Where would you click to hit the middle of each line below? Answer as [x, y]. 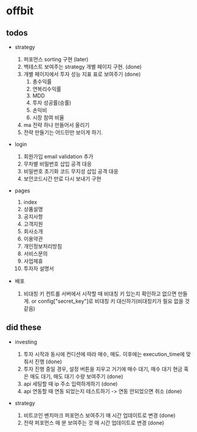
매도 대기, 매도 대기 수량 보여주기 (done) [77, 376]
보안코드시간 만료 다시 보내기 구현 [62, 179]
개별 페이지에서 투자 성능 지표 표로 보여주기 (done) [82, 74]
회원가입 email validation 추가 [58, 156]
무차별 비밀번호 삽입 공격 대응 [57, 164]
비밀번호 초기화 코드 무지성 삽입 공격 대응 [71, 171]
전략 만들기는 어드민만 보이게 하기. [63, 132]
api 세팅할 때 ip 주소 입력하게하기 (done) [71, 383]
